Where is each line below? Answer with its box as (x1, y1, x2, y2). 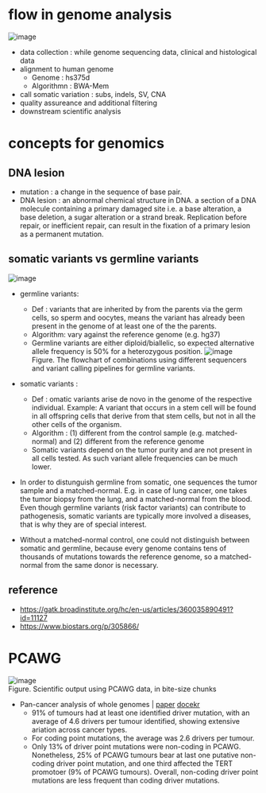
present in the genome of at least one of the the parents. (31, 321, 217, 331)
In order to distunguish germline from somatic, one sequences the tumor (19, 477, 258, 487)
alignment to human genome (19, 64, 114, 73)
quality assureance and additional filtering (19, 98, 157, 107)
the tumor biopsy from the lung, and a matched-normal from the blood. (19, 494, 253, 503)
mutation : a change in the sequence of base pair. (19, 187, 183, 196)
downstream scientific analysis (19, 106, 121, 116)
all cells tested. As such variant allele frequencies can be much (31, 453, 238, 463)
